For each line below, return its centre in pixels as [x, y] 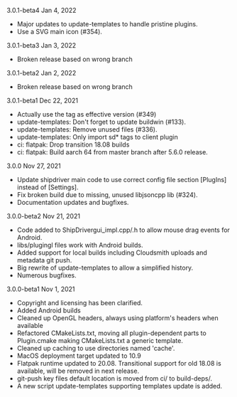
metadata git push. [44, 260]
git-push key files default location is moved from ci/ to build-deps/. [114, 379]
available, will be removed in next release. [78, 371]
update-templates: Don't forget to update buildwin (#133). [101, 122]
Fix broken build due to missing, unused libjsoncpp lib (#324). [107, 195]
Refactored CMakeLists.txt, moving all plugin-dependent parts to [111, 333]
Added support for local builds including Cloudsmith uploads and [112, 253]
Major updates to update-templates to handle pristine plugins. [107, 24]
